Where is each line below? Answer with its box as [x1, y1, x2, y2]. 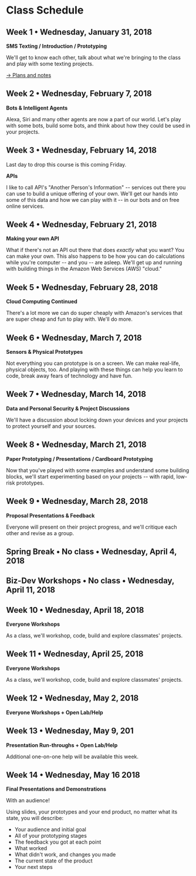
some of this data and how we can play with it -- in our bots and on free [6, 196, 180, 203]
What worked [14, 845, 48, 852]
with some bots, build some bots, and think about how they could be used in [6, 122, 191, 129]
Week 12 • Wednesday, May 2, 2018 [6, 693, 139, 704]
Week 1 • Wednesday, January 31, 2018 [6, 27, 153, 37]
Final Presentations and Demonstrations [6, 785, 107, 792]
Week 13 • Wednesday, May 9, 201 [6, 726, 134, 736]
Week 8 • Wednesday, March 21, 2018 [6, 440, 147, 450]
